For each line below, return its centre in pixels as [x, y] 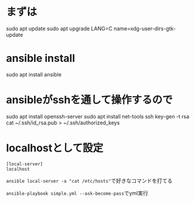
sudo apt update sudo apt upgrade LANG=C [59, 28]
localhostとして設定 [55, 148]
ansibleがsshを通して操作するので [89, 100]
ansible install [41, 58]
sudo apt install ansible [34, 74]
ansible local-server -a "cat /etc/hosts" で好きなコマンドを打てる [89, 180]
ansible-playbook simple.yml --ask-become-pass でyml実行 [77, 193]
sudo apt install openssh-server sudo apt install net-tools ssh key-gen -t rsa [98, 116]
